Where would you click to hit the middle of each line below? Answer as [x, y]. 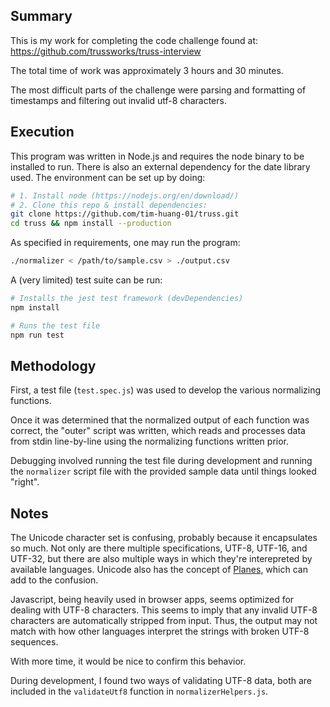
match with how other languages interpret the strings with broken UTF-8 [160, 631]
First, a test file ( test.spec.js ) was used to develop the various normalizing [166, 390]
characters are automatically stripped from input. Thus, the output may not [164, 621]
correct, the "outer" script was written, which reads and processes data [158, 431]
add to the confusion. [54, 580]
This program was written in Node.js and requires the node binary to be [157, 156]
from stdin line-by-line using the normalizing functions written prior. [150, 441]
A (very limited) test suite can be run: [86, 280]
